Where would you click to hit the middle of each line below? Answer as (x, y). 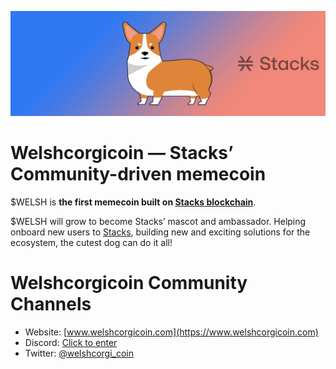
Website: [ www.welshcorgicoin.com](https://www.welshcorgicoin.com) (171, 332)
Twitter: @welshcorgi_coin (79, 353)
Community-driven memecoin (138, 174)
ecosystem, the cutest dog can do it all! (91, 242)
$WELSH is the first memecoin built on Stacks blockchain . (133, 202)
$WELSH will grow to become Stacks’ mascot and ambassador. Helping (158, 221)
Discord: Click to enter (71, 342)
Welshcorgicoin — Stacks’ (122, 153)
